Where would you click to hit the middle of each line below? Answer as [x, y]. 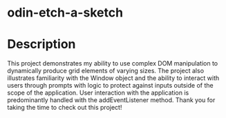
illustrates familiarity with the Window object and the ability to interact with [113, 78]
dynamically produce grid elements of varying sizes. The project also [106, 71]
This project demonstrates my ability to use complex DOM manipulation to [113, 63]
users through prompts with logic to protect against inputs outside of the [110, 86]
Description [41, 45]
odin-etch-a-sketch [65, 13]
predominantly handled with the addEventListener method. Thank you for [111, 100]
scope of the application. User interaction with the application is [98, 93]
